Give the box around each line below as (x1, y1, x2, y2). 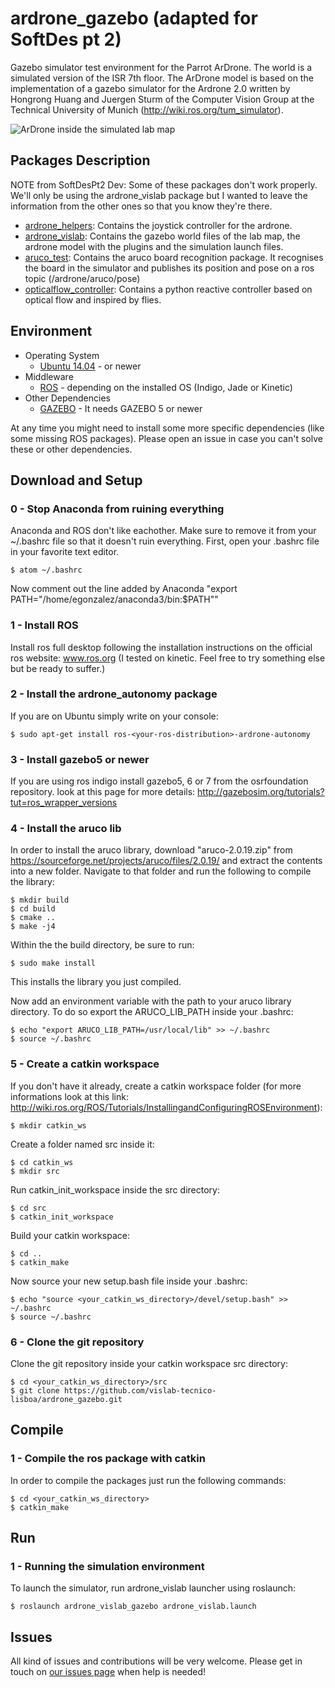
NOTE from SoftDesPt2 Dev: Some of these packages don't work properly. (10, 178, 318, 191)
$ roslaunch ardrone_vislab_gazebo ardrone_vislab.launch (10, 1602, 257, 1612)
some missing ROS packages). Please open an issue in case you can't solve (10, 432, 323, 444)
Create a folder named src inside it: (10, 1138, 155, 1150)
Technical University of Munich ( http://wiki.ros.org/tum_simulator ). (10, 103, 284, 116)
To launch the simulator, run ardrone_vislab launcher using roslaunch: (10, 1582, 297, 1594)
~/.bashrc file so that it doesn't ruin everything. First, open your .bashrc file (10, 535, 320, 547)
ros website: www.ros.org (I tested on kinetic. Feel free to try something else (10, 652, 326, 664)
